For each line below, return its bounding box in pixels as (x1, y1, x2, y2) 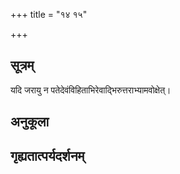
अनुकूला (10, 114, 50, 131)
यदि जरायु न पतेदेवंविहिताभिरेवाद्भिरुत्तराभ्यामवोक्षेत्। (10, 84, 172, 96)
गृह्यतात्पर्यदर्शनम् (10, 147, 85, 164)
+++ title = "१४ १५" (10, 9, 88, 20)
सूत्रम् (10, 57, 35, 74)
